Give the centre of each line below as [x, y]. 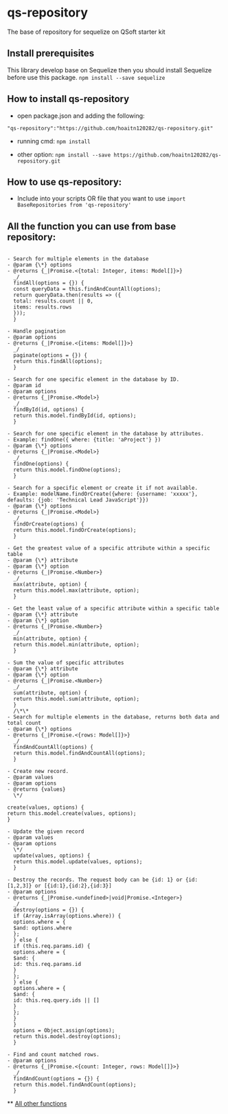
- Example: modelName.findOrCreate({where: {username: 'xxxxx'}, [102, 494]
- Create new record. [38, 772]
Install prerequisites [51, 53]
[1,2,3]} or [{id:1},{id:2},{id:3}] [59, 886]
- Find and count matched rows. [53, 1055]
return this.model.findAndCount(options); [75, 1085]
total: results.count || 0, [54, 301]
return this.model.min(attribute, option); [76, 645]
